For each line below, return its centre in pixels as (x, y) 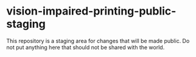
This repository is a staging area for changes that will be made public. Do (98, 41)
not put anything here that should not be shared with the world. (86, 47)
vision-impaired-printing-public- (91, 11)
